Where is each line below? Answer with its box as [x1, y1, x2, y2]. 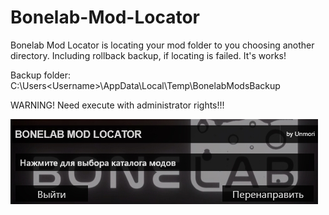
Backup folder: [10, 69, 72, 81]
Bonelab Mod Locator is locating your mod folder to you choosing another [10, 39, 315, 51]
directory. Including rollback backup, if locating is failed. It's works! [10, 49, 287, 61]
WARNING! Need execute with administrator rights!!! [10, 99, 225, 111]
